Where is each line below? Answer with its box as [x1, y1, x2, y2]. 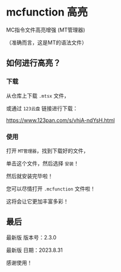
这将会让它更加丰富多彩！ [6, 198, 69, 205]
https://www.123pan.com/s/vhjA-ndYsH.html [6, 117, 115, 124]
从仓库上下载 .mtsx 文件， [6, 92, 69, 99]
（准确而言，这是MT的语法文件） [6, 39, 87, 46]
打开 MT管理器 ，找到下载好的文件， [6, 147, 89, 154]
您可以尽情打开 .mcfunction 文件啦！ [6, 185, 96, 192]
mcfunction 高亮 [6, 5, 88, 19]
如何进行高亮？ [6, 58, 61, 68]
